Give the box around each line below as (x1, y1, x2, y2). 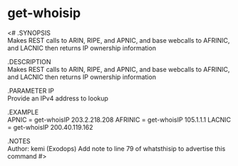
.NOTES (7, 137, 31, 145)
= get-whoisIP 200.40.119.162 (7, 123, 93, 131)
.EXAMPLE (7, 108, 39, 116)
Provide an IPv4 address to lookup (7, 94, 109, 103)
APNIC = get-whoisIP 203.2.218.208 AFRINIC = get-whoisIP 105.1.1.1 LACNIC (7, 115, 232, 124)
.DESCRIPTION (7, 57, 51, 66)
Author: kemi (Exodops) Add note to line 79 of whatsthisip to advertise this (7, 144, 226, 152)
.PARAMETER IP (7, 86, 55, 95)
